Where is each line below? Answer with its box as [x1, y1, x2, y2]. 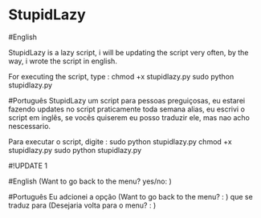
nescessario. [8, 121, 51, 131]
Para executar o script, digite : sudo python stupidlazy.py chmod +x [8, 136, 232, 146]
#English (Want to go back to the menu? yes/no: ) [8, 176, 172, 186]
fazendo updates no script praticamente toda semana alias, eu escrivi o [8, 104, 245, 114]
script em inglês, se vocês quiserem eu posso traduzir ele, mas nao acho [8, 112, 251, 122]
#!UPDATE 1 [8, 160, 48, 170]
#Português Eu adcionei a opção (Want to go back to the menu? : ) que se [8, 192, 253, 201]
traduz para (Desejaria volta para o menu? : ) [8, 200, 157, 210]
